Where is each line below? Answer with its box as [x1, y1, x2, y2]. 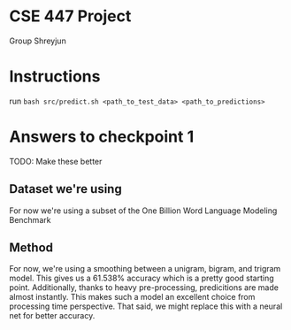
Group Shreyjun [9, 35, 66, 46]
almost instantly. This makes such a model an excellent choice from [9, 292, 256, 303]
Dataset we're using [9, 181, 122, 196]
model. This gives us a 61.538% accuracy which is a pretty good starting [9, 272, 274, 284]
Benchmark [9, 214, 51, 225]
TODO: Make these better [9, 156, 103, 166]
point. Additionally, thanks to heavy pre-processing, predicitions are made [9, 282, 279, 293]
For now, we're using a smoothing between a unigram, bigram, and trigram [9, 264, 281, 274]
